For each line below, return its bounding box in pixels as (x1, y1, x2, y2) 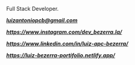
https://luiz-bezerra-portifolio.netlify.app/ (6, 52, 116, 59)
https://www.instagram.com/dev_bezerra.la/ (6, 28, 122, 36)
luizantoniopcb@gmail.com (6, 17, 78, 23)
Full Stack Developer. (6, 5, 59, 12)
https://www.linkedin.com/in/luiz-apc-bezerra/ (6, 40, 128, 47)
